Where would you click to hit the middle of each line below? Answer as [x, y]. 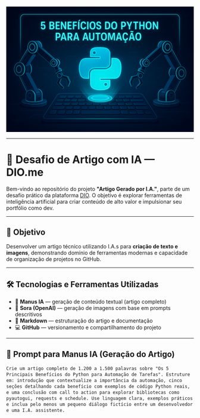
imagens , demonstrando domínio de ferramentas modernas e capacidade [97, 253]
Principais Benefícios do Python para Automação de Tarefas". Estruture [98, 375]
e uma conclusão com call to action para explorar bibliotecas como [93, 393]
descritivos [29, 315]
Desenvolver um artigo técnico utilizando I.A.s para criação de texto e [92, 247]
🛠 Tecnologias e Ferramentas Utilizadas [82, 284]
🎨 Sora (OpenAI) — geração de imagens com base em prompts [93, 308]
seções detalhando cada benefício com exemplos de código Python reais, [98, 387]
